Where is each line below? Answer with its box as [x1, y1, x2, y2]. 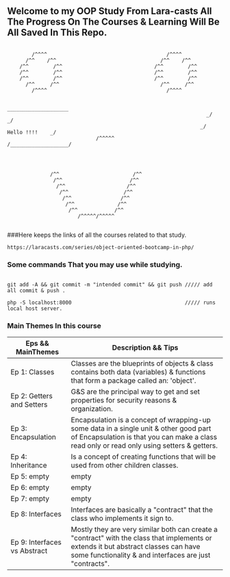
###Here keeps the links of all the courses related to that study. [7, 231, 187, 239]
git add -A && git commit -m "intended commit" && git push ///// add [7, 281, 213, 288]
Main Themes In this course [7, 321, 101, 331]
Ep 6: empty [10, 483, 50, 492]
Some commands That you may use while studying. [7, 259, 183, 269]
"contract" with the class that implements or [71, 533, 212, 543]
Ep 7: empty [10, 494, 50, 504]
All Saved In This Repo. [7, 27, 107, 38]
